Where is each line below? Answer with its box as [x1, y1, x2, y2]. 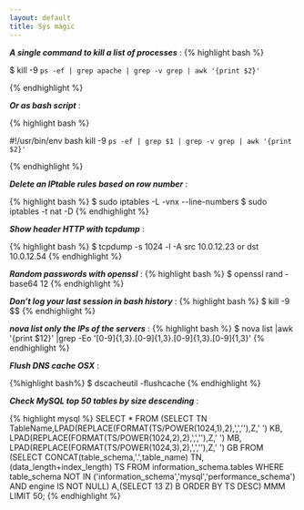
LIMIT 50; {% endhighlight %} [9, 490, 121, 501]
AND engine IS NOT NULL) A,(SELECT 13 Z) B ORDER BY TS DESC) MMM [9, 480, 286, 492]
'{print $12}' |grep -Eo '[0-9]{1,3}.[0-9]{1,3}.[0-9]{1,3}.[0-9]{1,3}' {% [9, 332, 266, 343]
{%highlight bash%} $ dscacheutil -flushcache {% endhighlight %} [9, 377, 261, 388]
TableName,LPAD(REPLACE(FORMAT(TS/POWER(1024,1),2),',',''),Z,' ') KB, [9, 423, 283, 433]
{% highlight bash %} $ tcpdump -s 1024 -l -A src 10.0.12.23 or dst [9, 240, 259, 251]
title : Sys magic [9, 22, 76, 31]
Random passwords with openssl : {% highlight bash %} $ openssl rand [9, 268, 284, 279]
